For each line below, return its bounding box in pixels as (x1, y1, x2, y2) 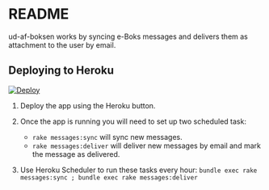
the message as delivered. (32, 149, 120, 158)
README (8, 5, 69, 23)
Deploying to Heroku (8, 64, 115, 78)
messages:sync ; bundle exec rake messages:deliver (19, 173, 198, 182)
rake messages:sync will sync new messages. (32, 132, 183, 141)
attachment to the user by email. (8, 40, 116, 49)
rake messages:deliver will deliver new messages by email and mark (32, 141, 261, 150)
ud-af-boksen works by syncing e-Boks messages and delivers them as (8, 32, 248, 41)
